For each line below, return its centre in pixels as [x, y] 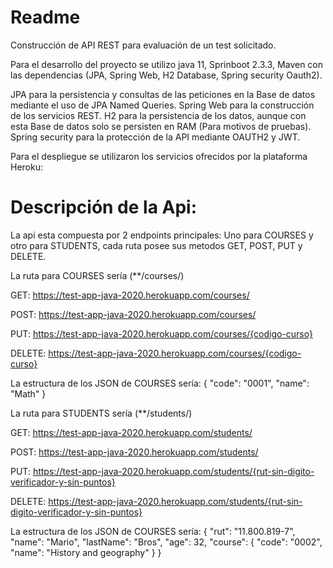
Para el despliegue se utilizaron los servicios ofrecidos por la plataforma [159, 156]
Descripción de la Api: [104, 207]
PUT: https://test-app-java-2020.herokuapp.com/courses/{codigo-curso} [161, 333]
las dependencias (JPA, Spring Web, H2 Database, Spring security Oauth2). [166, 75]
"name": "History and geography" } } [86, 552]
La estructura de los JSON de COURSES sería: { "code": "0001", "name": [160, 383]
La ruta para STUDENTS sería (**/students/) [101, 413]
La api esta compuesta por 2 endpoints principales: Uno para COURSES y [162, 235]
